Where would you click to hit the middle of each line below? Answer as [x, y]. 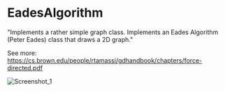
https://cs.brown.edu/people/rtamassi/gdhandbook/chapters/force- [105, 60]
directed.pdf [25, 68]
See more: [22, 53]
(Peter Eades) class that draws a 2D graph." [70, 39]
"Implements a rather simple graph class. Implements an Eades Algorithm [113, 32]
